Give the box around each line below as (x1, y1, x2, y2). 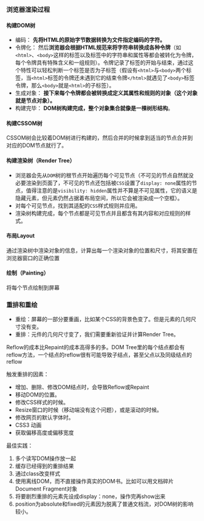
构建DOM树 (6, 21, 35, 29)
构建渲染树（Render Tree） (6, 157, 75, 164)
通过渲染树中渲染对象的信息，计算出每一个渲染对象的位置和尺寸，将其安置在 (6, 247, 198, 254)
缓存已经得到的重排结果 (15, 463, 74, 470)
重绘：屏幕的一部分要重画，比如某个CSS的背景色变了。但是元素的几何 (15, 316, 191, 323)
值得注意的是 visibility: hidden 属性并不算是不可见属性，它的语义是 (25, 186, 197, 194)
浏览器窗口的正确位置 (6, 254, 59, 262)
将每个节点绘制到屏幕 (6, 284, 59, 291)
